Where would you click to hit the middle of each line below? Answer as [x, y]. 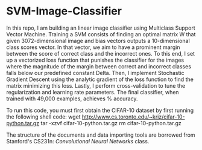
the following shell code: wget [43, 117]
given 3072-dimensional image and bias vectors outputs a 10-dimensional [98, 41]
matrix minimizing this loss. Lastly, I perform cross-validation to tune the [96, 85]
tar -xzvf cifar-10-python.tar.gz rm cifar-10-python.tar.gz [111, 123]
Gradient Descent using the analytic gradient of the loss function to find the [100, 79]
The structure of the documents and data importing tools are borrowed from [101, 135]
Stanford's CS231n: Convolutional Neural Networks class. [78, 141]
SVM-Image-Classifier [64, 11]
